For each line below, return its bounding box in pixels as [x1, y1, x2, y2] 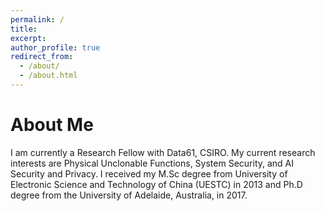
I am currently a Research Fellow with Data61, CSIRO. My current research [10, 146, 316, 158]
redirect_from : [10, 52, 74, 62]
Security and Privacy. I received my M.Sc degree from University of [10, 167, 288, 180]
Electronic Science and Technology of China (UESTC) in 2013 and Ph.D [10, 178, 303, 190]
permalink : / [10, 14, 65, 25]
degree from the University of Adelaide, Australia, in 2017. [10, 189, 248, 201]
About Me [10, 114, 94, 136]
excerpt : [10, 33, 47, 43]
